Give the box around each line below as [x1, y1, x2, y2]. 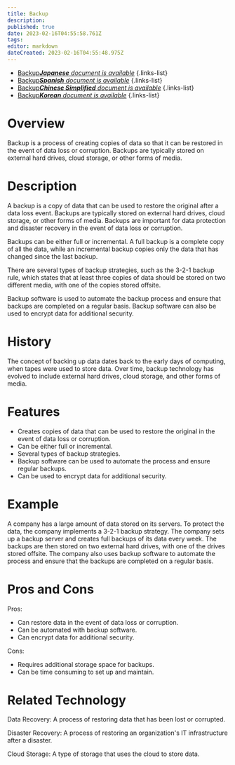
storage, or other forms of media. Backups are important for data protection [7, 216, 227, 224]
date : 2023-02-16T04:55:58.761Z [7, 29, 102, 37]
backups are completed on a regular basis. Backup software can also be [7, 302, 217, 310]
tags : [7, 36, 23, 43]
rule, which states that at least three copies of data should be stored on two [7, 273, 226, 281]
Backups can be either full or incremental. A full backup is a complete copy [7, 237, 224, 245]
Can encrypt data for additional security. [17, 632, 135, 642]
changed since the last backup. [7, 252, 98, 260]
